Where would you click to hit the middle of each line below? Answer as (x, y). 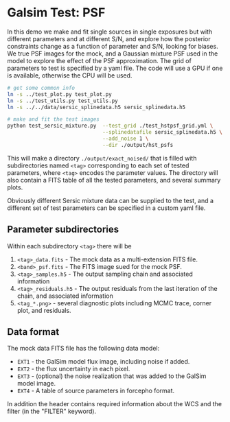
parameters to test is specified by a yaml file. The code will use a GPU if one (115, 68)
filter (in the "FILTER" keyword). (52, 411)
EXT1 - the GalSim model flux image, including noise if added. (103, 362)
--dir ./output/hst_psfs (138, 145)
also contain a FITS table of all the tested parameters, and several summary (114, 180)
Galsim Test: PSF (56, 13)
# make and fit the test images (53, 119)
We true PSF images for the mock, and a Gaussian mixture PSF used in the (113, 54)
